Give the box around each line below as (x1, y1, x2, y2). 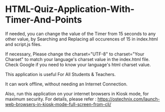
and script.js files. (5, 41, 42, 47)
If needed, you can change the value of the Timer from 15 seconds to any (5, 30, 156, 36)
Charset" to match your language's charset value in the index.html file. (5, 56, 150, 62)
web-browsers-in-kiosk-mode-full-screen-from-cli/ (5, 101, 111, 107)
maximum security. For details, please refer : (5, 96, 97, 102)
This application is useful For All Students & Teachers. (5, 71, 116, 77)
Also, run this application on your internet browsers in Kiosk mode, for (5, 90, 149, 96)
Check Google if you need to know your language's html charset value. (5, 61, 151, 67)
